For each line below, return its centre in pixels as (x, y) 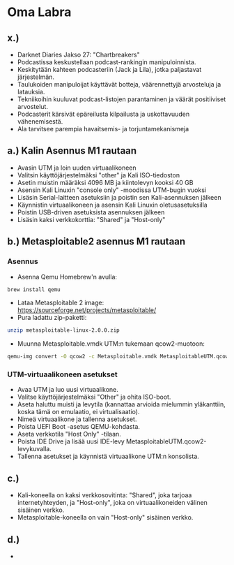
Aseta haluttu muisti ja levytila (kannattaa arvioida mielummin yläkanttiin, (122, 404)
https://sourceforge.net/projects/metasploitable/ (87, 310)
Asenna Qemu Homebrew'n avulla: (67, 277)
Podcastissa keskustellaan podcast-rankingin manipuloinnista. (107, 62)
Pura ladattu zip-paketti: (52, 318)
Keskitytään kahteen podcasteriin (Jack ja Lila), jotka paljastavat (109, 69)
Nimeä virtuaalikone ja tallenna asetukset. (77, 419)
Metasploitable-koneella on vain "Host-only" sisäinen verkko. (105, 518)
